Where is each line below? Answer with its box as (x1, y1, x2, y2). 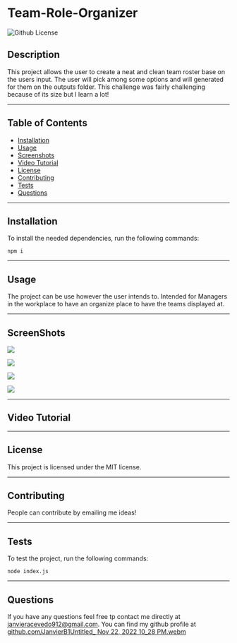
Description (7, 49, 60, 61)
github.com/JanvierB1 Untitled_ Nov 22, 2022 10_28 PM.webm (7, 627, 187, 636)
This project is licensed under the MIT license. (7, 462, 142, 471)
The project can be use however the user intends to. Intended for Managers (7, 292, 228, 301)
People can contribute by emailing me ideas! (7, 508, 137, 517)
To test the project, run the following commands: (7, 554, 149, 563)
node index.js (7, 568, 49, 575)
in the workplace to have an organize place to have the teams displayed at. (7, 300, 225, 308)
